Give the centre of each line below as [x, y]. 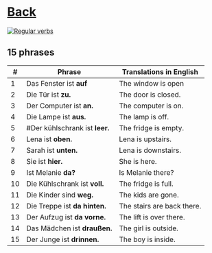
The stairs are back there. [160, 206]
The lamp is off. [144, 117]
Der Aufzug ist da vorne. [66, 217]
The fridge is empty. [151, 128]
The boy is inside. [148, 239]
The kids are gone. [149, 195]
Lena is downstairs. [150, 150]
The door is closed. [150, 95]
